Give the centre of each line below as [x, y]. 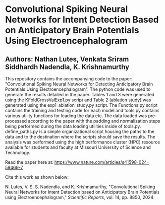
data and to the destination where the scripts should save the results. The [80, 137]
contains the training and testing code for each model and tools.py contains [82, 110]
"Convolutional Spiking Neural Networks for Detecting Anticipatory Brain [79, 84]
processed [16, 121]
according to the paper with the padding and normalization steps [94, 121]
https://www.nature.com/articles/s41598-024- [102, 162]
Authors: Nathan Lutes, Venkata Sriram [67, 59]
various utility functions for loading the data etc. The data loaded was [76, 116]
